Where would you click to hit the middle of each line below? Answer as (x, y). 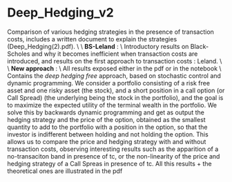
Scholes (19, 54)
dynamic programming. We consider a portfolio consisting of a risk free (109, 83)
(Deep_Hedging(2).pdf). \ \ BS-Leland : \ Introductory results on (98, 46)
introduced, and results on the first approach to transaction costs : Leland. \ (115, 61)
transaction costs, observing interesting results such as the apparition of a (113, 149)
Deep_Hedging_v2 (60, 13)
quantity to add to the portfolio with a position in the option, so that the (107, 127)
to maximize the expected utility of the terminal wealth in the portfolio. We (112, 105)
